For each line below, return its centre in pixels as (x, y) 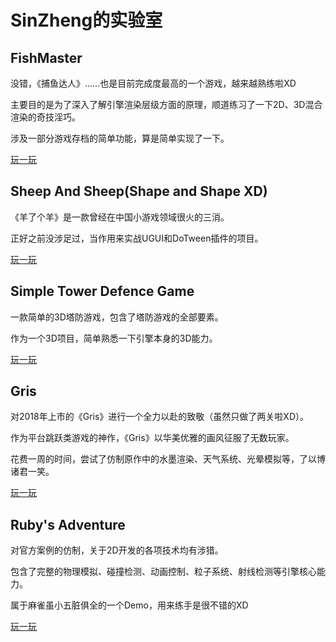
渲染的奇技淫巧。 (45, 117)
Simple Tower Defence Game (102, 291)
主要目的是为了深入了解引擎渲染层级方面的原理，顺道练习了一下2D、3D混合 (166, 104)
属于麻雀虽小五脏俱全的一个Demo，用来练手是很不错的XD (129, 605)
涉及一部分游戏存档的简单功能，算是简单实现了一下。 (120, 138)
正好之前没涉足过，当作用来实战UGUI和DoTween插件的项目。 (137, 238)
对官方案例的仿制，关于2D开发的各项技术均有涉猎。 (117, 550)
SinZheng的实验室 (86, 20)
